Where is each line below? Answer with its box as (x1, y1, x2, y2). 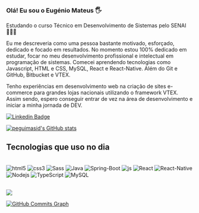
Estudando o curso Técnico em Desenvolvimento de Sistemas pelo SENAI (6, 22, 187, 29)
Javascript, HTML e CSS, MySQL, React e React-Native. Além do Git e (6, 65, 178, 72)
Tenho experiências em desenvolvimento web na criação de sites (6, 83, 166, 90)
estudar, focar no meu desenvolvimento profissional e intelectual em (6, 52, 174, 59)
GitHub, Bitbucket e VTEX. (6, 71, 71, 78)
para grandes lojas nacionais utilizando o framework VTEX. (33, 89, 179, 96)
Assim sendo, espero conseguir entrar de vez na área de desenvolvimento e (6, 96, 193, 103)
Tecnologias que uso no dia (6, 142, 110, 152)
